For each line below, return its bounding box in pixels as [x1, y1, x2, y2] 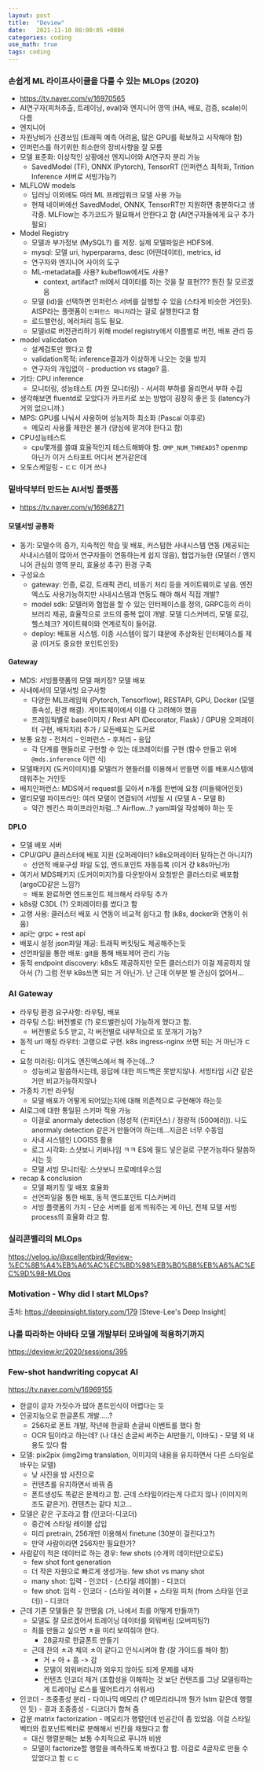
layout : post [8, 11, 51, 20]
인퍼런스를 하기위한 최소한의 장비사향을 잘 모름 [19, 142, 163, 152]
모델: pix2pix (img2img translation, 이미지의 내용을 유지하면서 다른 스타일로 [19, 1450, 254, 1459]
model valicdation [19, 335, 78, 344]
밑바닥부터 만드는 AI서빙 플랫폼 [8, 484, 119, 495]
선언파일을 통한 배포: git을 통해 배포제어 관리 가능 [19, 948, 170, 958]
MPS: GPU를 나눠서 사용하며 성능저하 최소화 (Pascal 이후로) [19, 414, 206, 423]
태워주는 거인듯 [19, 774, 67, 783]
